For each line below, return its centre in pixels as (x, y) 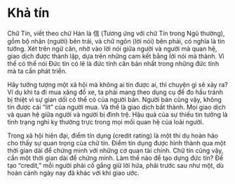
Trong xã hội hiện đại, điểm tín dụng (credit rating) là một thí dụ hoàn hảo (113, 136)
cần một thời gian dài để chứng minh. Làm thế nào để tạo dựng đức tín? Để (115, 158)
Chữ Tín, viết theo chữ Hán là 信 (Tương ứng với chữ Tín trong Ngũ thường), (116, 33)
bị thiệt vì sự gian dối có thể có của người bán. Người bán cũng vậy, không (115, 99)
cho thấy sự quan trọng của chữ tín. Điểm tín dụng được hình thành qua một (117, 143)
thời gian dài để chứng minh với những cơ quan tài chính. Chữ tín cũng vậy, (115, 150)
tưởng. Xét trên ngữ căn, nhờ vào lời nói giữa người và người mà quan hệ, (112, 48)
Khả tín (28, 13)
